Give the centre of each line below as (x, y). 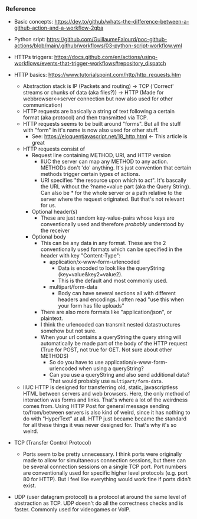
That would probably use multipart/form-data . (106, 381)
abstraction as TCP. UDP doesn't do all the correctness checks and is (98, 503)
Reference (21, 9)
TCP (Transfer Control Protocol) (53, 443)
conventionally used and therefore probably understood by (112, 224)
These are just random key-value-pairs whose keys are (107, 218)
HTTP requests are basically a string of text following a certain (99, 112)
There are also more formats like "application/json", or (106, 312)
